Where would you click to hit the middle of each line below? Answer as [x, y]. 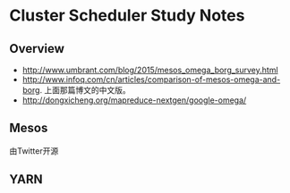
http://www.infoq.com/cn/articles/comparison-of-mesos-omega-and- [151, 80]
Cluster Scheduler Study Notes [127, 16]
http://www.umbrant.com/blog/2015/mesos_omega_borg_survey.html [150, 70]
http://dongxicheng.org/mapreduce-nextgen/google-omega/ [134, 100]
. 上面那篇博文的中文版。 [85, 90]
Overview [37, 49]
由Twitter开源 [34, 151]
